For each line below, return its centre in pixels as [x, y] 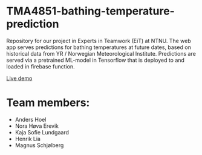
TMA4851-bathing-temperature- [91, 11]
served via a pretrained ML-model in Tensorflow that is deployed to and [95, 60]
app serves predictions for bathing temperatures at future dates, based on [99, 47]
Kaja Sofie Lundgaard [42, 132]
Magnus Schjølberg [39, 145]
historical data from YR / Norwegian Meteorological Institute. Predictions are [101, 53]
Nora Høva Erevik [37, 126]
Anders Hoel [31, 119]
